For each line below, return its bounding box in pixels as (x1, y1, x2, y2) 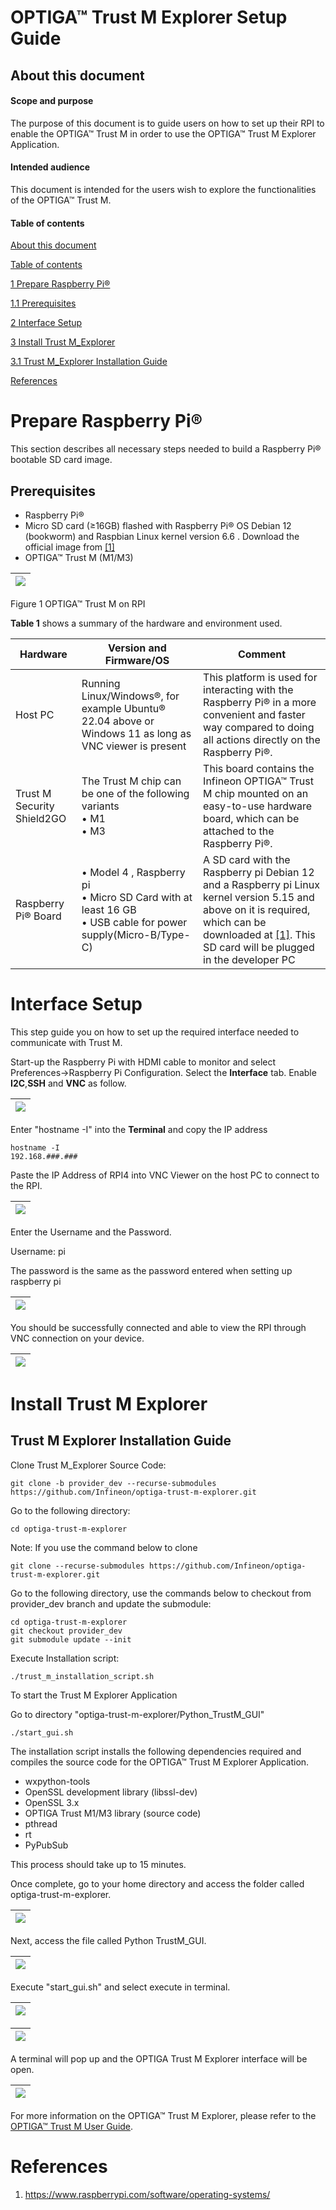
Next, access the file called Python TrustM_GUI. (10, 1934, 207, 1946)
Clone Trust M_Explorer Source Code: (10, 1459, 167, 1471)
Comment (237, 647, 287, 661)
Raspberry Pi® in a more (203, 695, 317, 709)
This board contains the (203, 761, 315, 775)
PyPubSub (24, 1839, 69, 1851)
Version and (108, 641, 167, 655)
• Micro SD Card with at (81, 890, 193, 904)
